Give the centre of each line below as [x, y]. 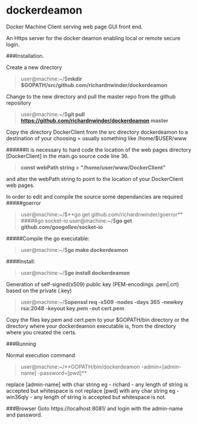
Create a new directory [34, 67]
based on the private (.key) [39, 290]
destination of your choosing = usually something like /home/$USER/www [97, 138]
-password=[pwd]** [62, 373]
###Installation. [25, 56]
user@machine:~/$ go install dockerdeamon [75, 273]
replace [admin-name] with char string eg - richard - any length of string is [97, 384]
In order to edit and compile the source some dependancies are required [95, 196]
